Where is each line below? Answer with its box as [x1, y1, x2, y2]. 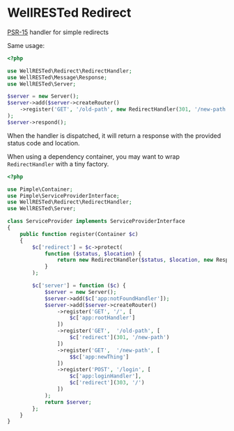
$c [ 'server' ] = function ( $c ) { [32, 282, 127, 290]
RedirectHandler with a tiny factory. [7, 159, 109, 168]
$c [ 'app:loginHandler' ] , [69, 373, 141, 380]
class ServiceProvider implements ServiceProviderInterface [7, 218, 186, 225]
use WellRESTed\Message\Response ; [7, 74, 108, 81]
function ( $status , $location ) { [44, 250, 141, 257]
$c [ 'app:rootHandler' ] [69, 315, 136, 322]
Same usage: [7, 41, 45, 49]
